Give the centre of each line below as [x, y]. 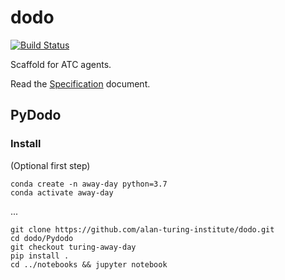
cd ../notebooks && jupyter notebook [89, 264]
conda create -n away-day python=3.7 [89, 184]
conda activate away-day [62, 192]
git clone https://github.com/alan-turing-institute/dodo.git [142, 229]
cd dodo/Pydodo [42, 238]
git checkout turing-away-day [73, 247]
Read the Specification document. [80, 83]
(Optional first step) [50, 165]
